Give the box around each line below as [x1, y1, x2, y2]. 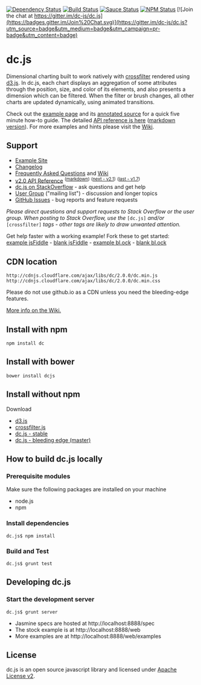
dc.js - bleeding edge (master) [14, 436, 91, 443]
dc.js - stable [14, 430, 48, 437]
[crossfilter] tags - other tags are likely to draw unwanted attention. [6, 221, 181, 228]
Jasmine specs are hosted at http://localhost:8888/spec [14, 620, 155, 627]
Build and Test [6, 547, 49, 555]
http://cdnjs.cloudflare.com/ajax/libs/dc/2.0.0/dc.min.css [6, 278, 161, 284]
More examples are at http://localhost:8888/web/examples [14, 632, 162, 640]
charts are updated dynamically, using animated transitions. [6, 98, 155, 105]
